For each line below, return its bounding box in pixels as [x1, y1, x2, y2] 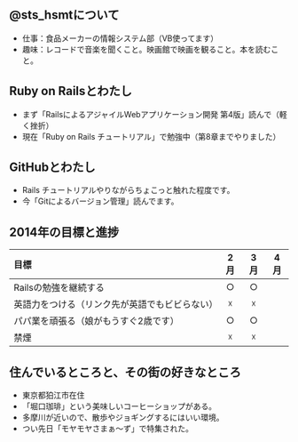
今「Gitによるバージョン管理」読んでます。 [21, 196, 179, 206]
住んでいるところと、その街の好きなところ [9, 365, 242, 380]
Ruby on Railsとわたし [9, 84, 133, 99]
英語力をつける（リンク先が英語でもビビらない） [13, 298, 219, 310]
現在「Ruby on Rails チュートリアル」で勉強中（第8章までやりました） [21, 131, 281, 141]
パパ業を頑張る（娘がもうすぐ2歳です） [13, 315, 179, 327]
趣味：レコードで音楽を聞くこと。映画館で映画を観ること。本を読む [21, 44, 271, 54]
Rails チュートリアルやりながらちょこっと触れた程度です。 [21, 185, 235, 196]
